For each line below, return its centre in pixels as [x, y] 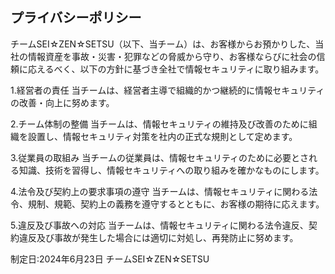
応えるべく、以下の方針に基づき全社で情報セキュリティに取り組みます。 [176, 69]
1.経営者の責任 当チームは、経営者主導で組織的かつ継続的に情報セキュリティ [167, 90]
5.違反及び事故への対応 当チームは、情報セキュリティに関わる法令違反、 [159, 225]
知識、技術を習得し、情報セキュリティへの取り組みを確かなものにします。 [171, 170]
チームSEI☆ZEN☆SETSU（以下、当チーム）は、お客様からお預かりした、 [163, 44]
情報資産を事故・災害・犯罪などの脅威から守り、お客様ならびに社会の [172, 56]
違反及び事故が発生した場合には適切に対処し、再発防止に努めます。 [158, 237]
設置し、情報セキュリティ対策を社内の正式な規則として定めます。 [162, 136]
